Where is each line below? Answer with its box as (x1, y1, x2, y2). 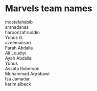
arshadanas (5, 24, 29, 30)
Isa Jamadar (5, 76, 30, 82)
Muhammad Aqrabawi (5, 71, 50, 76)
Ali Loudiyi (5, 50, 26, 56)
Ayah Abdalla (5, 55, 32, 61)
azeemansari (5, 39, 31, 45)
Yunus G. (5, 35, 24, 40)
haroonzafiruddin (5, 29, 40, 35)
